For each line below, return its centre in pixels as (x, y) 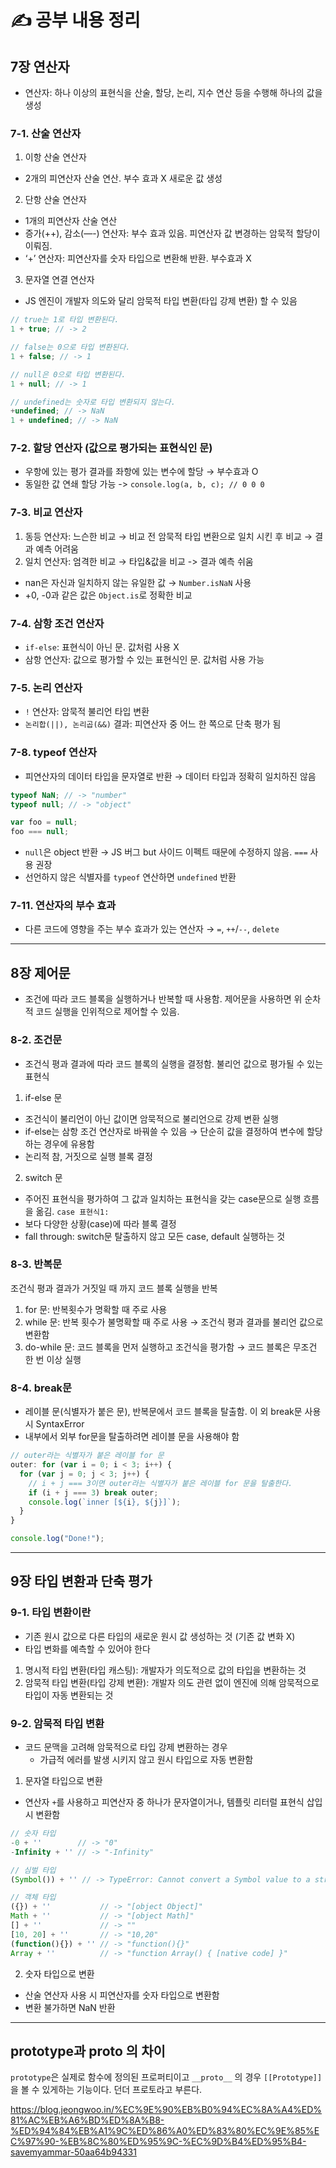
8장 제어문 (40, 972)
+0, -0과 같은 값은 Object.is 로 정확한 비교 (108, 595)
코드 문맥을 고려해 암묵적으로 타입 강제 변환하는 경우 (126, 1747)
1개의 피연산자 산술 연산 (71, 221)
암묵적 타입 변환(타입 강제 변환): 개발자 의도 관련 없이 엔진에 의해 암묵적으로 (172, 1682)
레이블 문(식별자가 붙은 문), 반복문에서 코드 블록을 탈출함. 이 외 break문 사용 (173, 1412)
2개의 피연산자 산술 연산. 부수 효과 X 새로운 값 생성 (123, 178)
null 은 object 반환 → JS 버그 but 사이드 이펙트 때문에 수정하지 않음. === (166, 852)
